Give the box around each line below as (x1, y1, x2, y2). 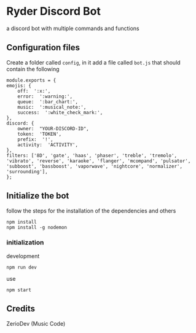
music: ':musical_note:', (17, 104, 87, 110)
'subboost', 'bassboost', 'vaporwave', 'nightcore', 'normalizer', (6, 163, 183, 170)
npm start (6, 287, 32, 293)
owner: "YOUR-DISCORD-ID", (17, 125, 89, 131)
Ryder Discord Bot (6, 4, 101, 18)
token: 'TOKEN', (17, 131, 62, 137)
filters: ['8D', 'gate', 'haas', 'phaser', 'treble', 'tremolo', (6, 152, 177, 159)
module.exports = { (6, 77, 57, 84)
